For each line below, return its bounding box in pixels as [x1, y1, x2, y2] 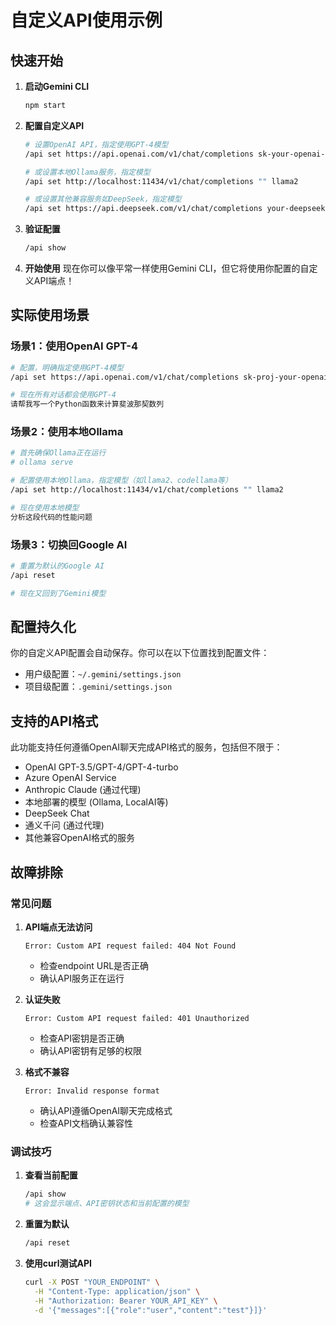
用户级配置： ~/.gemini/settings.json [24, 668, 182, 680]
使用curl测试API [24, 1257, 92, 1269]
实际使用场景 [10, 307, 90, 324]
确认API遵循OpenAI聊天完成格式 [39, 1104, 173, 1116]
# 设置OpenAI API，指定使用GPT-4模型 [24, 139, 169, 150]
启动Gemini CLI [24, 81, 90, 92]
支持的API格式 [10, 712, 99, 730]
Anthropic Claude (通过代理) [24, 784, 142, 796]
